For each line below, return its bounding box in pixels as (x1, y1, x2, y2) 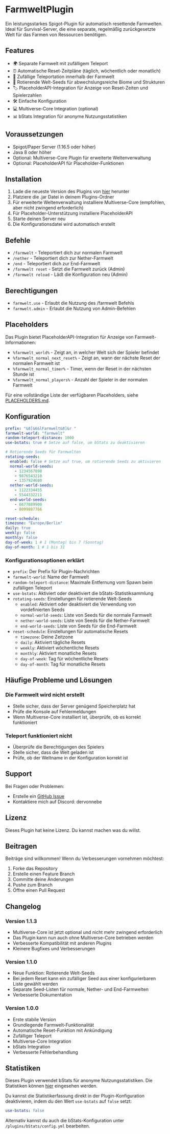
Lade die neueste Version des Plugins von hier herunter (12, 188, 130, 194)
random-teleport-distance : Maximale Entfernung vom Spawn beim (12, 579, 153, 585)
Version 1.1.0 (5, 958, 37, 965)
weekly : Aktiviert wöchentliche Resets (20, 644, 100, 651)
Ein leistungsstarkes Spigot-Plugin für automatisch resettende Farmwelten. (5, 21, 163, 27)
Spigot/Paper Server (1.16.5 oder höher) (12, 144, 96, 150)
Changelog (5, 902, 41, 911)
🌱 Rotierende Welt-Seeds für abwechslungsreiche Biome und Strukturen (12, 79, 165, 85)
